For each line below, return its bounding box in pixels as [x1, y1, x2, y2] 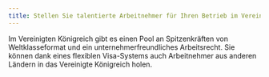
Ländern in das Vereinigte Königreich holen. [8, 59, 153, 69]
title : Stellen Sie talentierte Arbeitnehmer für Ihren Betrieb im [8, 11, 239, 20]
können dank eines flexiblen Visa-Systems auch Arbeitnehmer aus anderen [8, 51, 257, 60]
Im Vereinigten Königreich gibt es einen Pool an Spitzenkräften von [8, 34, 228, 43]
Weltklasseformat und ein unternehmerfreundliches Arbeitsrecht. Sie [8, 42, 235, 52]
